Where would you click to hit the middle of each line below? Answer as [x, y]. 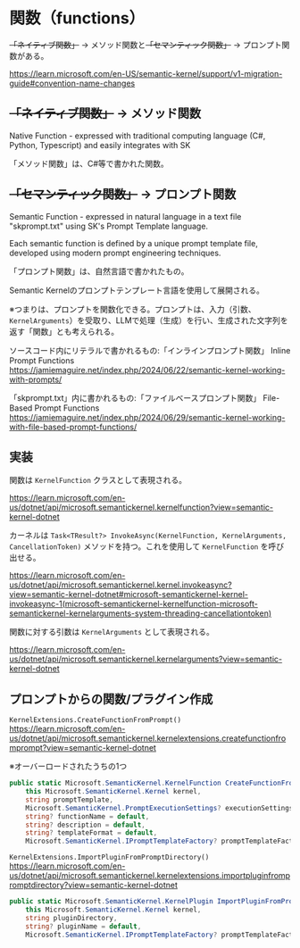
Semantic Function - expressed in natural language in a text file [125, 216]
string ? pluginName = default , [83, 926]
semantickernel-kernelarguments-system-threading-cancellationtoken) [141, 613]
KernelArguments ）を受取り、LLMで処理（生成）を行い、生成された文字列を [149, 320]
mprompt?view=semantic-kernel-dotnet [83, 748]
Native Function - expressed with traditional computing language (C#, [137, 136]
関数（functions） [77, 18]
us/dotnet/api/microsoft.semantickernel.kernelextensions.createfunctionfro [148, 738]
